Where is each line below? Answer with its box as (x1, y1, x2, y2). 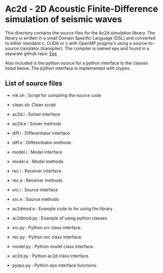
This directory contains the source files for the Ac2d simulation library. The (5, 30, 155, 36)
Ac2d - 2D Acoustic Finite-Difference (5, 3, 158, 15)
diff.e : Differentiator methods (12, 139, 72, 145)
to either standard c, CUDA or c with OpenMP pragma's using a (5, 40, 132, 46)
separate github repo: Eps (5, 50, 57, 57)
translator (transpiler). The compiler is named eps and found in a (20, 45, 149, 51)
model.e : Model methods (12, 158, 64, 164)
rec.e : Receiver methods (12, 177, 63, 183)
